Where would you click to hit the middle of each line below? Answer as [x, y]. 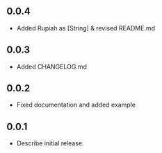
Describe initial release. [50, 143]
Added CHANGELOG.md [52, 66]
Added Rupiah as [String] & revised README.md [86, 28]
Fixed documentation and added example [76, 105]
